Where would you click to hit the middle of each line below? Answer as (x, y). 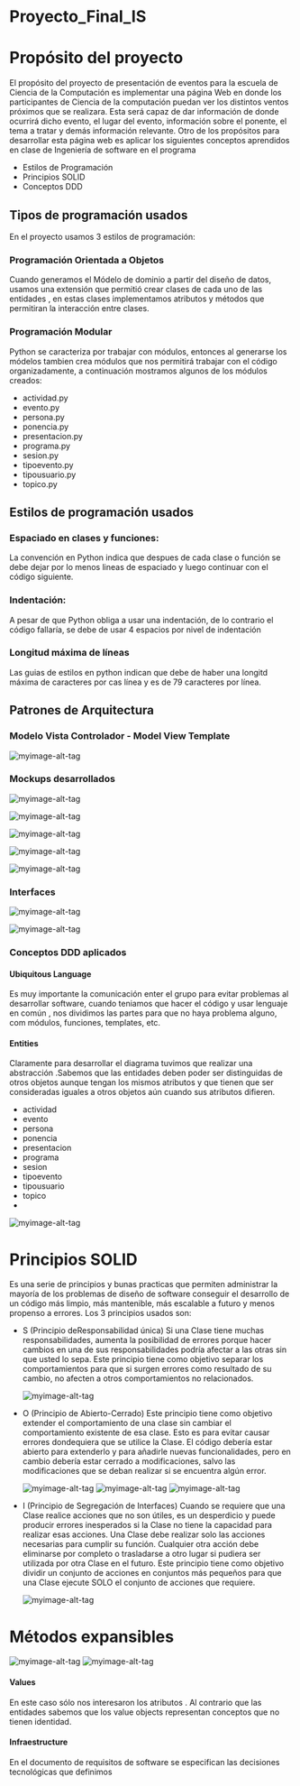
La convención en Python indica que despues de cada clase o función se (145, 557)
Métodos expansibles (91, 1637)
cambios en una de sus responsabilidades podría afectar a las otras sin (154, 1349)
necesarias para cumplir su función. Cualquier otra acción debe (141, 1544)
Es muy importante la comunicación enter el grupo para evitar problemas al (149, 994)
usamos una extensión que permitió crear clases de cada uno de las (136, 290)
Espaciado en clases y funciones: (84, 538)
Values (23, 1682)
